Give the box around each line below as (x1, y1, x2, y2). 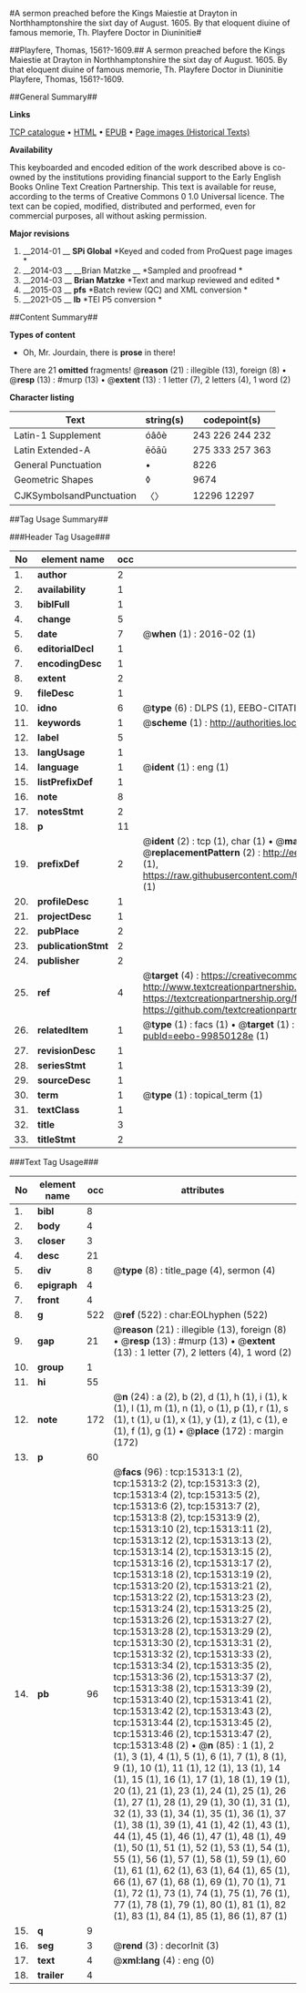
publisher (37, 955, 80, 966)
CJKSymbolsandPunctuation (14, 489, 137, 502)
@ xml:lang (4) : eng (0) (113, 1954, 216, 1967)
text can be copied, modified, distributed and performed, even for (9, 200, 257, 211)
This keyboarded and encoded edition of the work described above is (9, 162, 271, 172)
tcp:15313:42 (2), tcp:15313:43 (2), (113, 1705, 272, 1717)
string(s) (145, 414, 185, 426)
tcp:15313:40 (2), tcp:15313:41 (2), (113, 1693, 272, 1706)
